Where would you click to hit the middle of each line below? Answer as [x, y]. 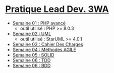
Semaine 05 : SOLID [33, 55]
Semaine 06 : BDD [32, 65]
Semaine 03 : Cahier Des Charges [48, 44]
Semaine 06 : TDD [32, 60]
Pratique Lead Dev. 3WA [57, 9]
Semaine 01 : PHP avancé [39, 23]
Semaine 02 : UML [32, 33]
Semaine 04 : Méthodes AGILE [44, 49]
